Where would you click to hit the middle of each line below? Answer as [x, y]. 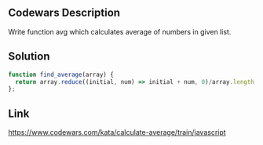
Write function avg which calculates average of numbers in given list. [120, 31]
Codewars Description [64, 13]
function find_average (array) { [61, 74]
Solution [29, 57]
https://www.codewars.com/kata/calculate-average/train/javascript [117, 132]
